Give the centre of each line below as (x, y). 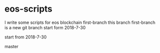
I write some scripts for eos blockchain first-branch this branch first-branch (80, 22)
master (12, 46)
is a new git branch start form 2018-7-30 (45, 27)
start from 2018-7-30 (26, 37)
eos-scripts (29, 9)
